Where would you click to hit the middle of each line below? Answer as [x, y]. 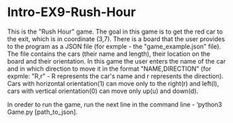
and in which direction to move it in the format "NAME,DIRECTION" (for [109, 68]
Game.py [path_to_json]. [43, 112]
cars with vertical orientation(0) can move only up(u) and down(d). [103, 91]
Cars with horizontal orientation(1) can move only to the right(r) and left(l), [113, 83]
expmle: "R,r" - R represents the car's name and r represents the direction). [115, 76]
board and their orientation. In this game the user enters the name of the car [116, 61]
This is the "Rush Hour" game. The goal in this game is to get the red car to [115, 31]
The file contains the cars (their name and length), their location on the [109, 54]
